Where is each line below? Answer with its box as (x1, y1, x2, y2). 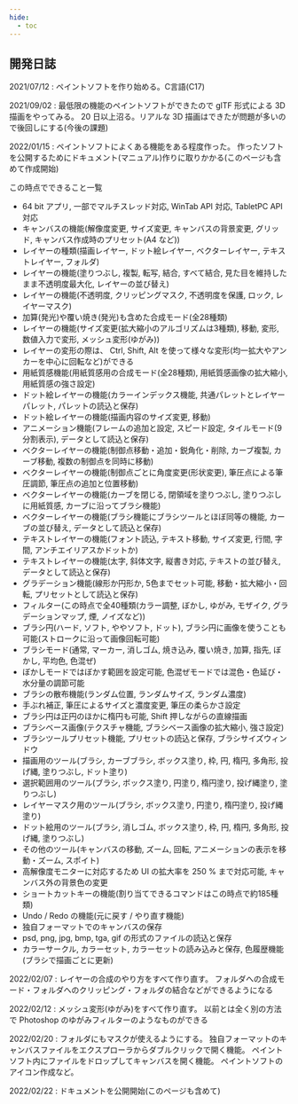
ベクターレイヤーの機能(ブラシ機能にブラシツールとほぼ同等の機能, (21, 512, 268, 522)
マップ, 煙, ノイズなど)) (60, 611, 146, 622)
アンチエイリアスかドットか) (34, 544, 139, 555)
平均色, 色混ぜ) (42, 655, 97, 666)
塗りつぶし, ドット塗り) (42, 766, 128, 777)
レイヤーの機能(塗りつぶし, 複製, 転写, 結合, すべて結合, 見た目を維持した (21, 268, 287, 278)
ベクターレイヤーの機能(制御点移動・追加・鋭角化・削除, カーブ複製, (21, 445, 272, 456)
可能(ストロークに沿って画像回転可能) (21, 633, 161, 644)
